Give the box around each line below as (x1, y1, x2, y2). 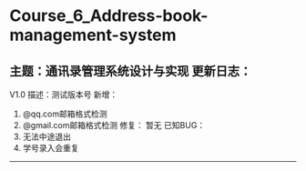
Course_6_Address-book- (9, 5, 209, 26)
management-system (9, 25, 177, 45)
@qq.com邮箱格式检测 (22, 108, 107, 119)
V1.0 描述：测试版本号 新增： (9, 89, 118, 100)
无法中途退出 (22, 131, 71, 142)
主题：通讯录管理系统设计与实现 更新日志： (9, 63, 252, 78)
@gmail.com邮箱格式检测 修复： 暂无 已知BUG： (22, 120, 206, 130)
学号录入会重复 (22, 143, 79, 153)
